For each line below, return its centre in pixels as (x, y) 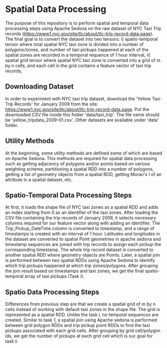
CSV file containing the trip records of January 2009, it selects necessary (81, 218)
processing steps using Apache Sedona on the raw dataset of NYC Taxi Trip (83, 28)
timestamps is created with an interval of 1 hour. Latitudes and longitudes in (83, 234)
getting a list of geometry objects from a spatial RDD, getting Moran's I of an (83, 174)
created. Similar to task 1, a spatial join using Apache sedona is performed (81, 320)
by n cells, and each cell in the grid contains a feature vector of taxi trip (78, 65)
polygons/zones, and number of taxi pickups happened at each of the (77, 49)
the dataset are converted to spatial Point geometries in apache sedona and (83, 239)
